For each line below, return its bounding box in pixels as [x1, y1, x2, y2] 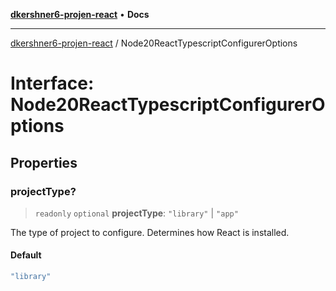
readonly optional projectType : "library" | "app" [34, 207, 239, 219]
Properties [10, 154, 78, 171]
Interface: [10, 72, 95, 95]
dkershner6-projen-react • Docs [10, 9, 150, 20]
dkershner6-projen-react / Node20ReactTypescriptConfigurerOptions [10, 37, 298, 49]
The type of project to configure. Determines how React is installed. [10, 226, 290, 238]
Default [10, 249, 42, 261]
